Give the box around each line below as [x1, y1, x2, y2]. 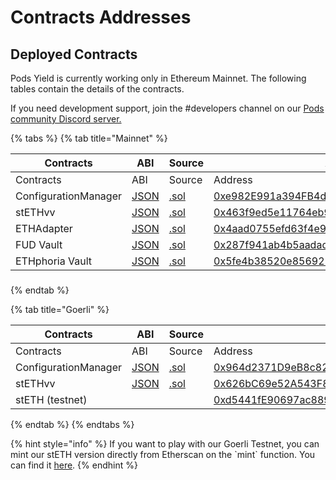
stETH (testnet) [15, 392, 88, 406]
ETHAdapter [15, 222, 73, 235]
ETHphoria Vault [15, 254, 93, 268]
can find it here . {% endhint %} [10, 459, 138, 471]
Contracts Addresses [10, 6, 192, 29]
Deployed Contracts [10, 46, 138, 63]
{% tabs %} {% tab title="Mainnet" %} [10, 132, 168, 144]
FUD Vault [15, 238, 63, 251]
